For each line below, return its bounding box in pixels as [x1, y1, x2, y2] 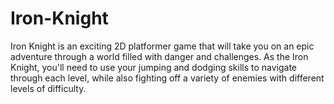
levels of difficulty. [10, 82, 87, 94]
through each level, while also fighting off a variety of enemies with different [10, 72, 325, 84]
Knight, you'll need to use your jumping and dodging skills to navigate [10, 61, 298, 73]
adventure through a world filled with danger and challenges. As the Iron [10, 50, 309, 62]
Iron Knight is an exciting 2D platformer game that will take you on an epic [10, 40, 315, 52]
